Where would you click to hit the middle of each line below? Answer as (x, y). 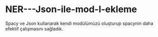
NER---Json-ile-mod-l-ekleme (71, 9)
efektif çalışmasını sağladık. (34, 28)
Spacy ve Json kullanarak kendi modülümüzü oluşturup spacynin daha (79, 23)
